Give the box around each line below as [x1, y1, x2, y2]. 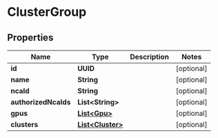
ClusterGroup [7, 4, 87, 20]
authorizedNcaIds [10, 97, 71, 107]
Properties [7, 32, 54, 43]
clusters [10, 120, 39, 129]
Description [130, 52, 170, 61]
